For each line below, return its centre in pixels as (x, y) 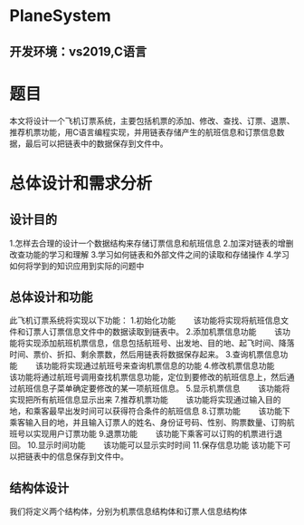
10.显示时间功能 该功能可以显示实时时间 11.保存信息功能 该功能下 (155, 445)
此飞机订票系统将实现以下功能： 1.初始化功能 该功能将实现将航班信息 (145, 321)
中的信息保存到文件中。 (84, 457)
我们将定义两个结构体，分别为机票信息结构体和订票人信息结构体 (128, 511)
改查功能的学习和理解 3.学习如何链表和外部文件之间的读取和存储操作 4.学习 (149, 254)
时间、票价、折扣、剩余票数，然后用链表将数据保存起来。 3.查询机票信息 (145, 355)
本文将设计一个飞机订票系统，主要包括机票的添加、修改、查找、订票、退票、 (152, 121)
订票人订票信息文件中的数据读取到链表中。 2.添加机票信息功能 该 (154, 332)
